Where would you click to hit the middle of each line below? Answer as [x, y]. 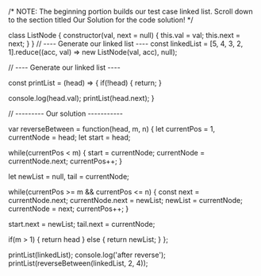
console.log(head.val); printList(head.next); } [81, 98]
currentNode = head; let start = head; [69, 137]
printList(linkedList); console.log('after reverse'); [87, 255]
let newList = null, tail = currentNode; [69, 176]
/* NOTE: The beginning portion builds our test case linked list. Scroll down [130, 11]
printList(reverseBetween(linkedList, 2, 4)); [78, 263]
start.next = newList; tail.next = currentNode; [82, 224]
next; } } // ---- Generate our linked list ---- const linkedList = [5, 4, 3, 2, [126, 44]
